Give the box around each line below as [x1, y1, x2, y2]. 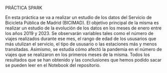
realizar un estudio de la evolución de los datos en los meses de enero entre [5, 25, 162, 31]
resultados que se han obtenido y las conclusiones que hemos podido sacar [5, 57, 162, 62]
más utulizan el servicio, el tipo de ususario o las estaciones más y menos [5, 41, 157, 47]
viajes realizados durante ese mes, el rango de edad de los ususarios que [5, 35, 157, 41]
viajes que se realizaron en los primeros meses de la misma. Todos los [5, 51, 150, 57]
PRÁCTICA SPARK [5, 5, 42, 10]
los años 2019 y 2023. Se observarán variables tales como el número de [5, 30, 154, 36]
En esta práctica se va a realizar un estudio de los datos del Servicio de [5, 14, 152, 20]
